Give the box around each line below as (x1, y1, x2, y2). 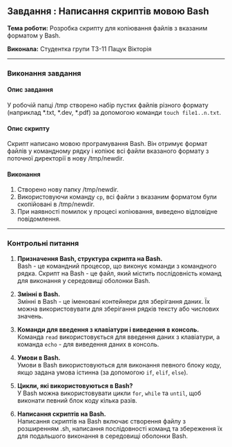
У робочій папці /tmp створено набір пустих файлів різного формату (7, 100, 209, 109)
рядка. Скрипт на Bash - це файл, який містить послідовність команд (17, 269, 222, 277)
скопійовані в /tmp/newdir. (17, 200, 95, 208)
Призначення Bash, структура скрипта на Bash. (17, 254, 163, 262)
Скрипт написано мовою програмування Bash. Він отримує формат (7, 140, 208, 148)
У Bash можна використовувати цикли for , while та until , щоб (17, 389, 202, 397)
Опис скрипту (7, 124, 50, 132)
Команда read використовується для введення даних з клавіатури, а (17, 332, 220, 341)
